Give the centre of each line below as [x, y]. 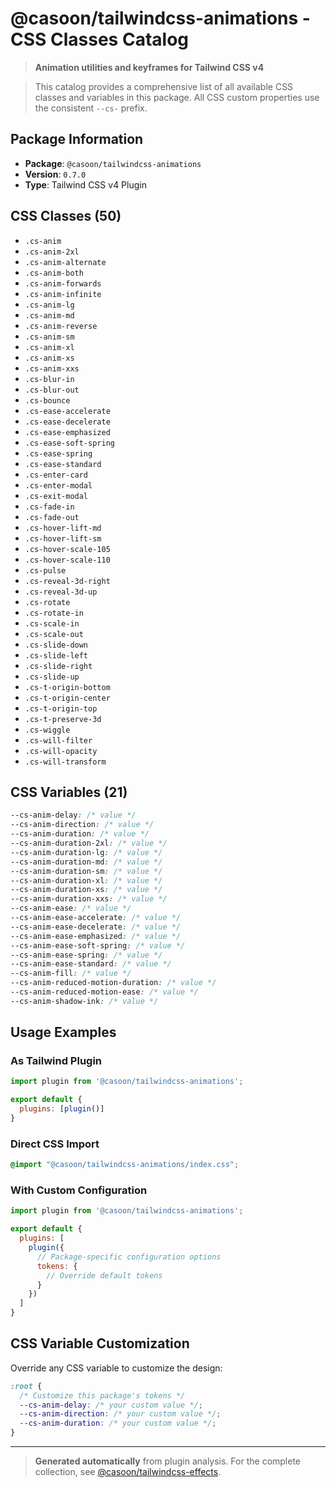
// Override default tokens [104, 1275]
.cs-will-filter [58, 740]
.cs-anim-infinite [63, 294]
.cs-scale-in [52, 623]
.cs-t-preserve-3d [63, 719]
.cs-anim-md [49, 315]
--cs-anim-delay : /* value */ [73, 815]
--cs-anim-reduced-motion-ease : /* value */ [104, 992]
